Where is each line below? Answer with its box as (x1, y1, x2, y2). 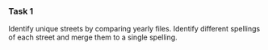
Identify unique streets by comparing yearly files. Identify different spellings (8, 24, 261, 34)
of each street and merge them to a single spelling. (8, 32, 178, 42)
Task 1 (8, 6, 34, 17)
